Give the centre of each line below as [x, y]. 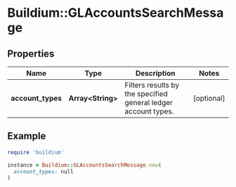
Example [27, 136]
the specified [146, 94]
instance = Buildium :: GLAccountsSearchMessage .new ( [84, 165]
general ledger [149, 103]
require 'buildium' [36, 152]
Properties [31, 54]
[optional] [209, 98]
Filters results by [152, 85]
